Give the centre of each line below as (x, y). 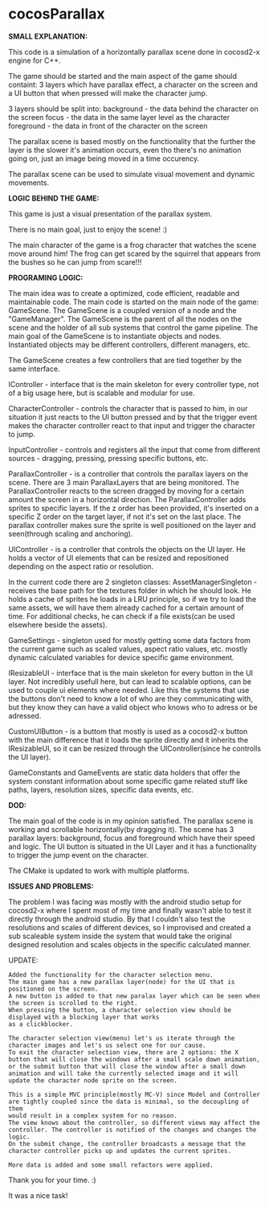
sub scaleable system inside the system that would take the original (120, 936)
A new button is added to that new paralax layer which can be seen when (134, 996)
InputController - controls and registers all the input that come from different (134, 449)
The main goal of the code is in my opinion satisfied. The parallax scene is (131, 821)
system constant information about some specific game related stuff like (128, 781)
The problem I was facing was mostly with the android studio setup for (125, 901)
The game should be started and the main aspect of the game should (123, 76)
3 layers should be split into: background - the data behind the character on (133, 109)
